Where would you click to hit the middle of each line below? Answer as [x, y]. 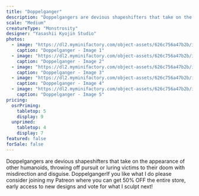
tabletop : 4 [31, 128]
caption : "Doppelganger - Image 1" [61, 50]
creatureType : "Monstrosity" [42, 28]
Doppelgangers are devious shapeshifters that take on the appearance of [96, 161]
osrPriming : [26, 105]
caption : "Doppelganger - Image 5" [61, 94]
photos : [16, 39]
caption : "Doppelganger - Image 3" [61, 72]
